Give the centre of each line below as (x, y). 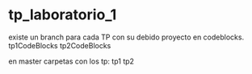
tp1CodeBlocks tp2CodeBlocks (60, 45)
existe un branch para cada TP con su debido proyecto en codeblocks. (126, 37)
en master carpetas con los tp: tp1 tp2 (71, 61)
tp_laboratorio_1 (63, 15)
